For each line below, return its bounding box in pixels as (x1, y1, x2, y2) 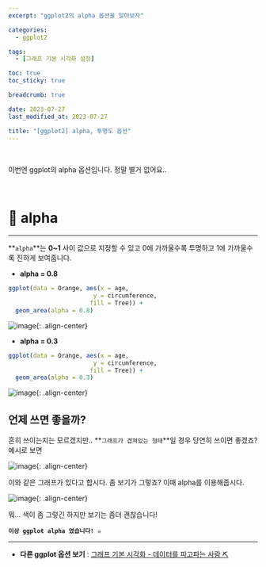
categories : (8, 25, 47, 34)
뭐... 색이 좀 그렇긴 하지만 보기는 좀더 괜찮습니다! (8, 510, 158, 519)
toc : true (8, 69, 41, 78)
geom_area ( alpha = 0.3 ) (15, 374, 93, 381)
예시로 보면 (8, 446, 43, 455)
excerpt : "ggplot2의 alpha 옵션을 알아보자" (8, 11, 144, 20)
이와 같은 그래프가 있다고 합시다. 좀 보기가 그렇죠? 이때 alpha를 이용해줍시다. (8, 477, 245, 488)
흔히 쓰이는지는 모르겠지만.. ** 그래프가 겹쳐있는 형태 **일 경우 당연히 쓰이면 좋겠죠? (8, 435, 258, 445)
